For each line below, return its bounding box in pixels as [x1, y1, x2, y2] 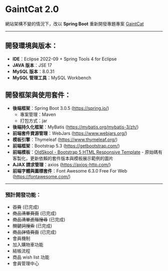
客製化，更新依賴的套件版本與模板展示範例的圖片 [12, 155, 113, 161]
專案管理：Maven [19, 111, 56, 117]
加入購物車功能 [12, 241, 43, 247]
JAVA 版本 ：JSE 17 [12, 62, 52, 68]
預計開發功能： [5, 192, 41, 199]
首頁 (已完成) [12, 204, 39, 210]
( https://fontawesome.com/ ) [12, 173, 71, 179]
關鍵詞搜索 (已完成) [12, 222, 52, 229]
